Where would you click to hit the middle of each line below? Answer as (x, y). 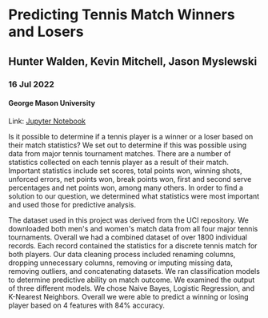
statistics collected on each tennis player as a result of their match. (119, 162)
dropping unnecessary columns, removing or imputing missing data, (121, 263)
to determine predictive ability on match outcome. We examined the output (132, 280)
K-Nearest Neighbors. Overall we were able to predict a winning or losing (129, 296)
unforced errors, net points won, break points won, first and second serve (130, 179)
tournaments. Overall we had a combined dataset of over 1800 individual (128, 237)
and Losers (46, 32)
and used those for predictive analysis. (72, 204)
